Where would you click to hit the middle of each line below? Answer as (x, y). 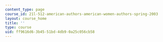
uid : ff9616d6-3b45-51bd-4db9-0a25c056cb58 (50, 32)
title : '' (15, 23)
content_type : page (25, 9)
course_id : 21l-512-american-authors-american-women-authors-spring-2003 (82, 14)
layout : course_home (26, 18)
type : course (18, 28)
